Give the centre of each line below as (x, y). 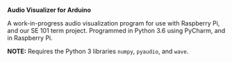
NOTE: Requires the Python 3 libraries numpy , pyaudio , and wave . (98, 51)
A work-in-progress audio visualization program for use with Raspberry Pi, (114, 23)
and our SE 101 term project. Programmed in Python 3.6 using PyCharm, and (116, 31)
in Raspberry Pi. (30, 38)
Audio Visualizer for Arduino (49, 10)
